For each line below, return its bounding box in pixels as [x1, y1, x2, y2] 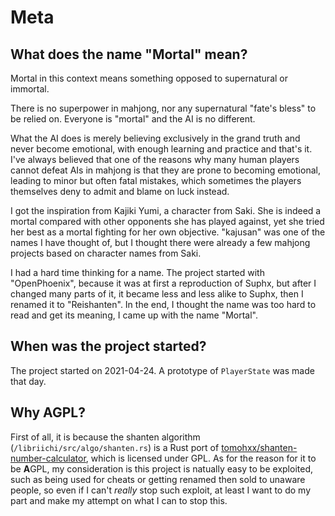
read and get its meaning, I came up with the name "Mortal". [10, 309, 258, 321]
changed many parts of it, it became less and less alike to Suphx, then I [10, 288, 304, 300]
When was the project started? [10, 338, 207, 355]
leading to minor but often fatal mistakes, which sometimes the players [10, 175, 302, 186]
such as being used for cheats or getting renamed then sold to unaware [10, 473, 306, 485]
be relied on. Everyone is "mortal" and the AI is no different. [10, 113, 256, 125]
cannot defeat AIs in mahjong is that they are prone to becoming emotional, [10, 164, 321, 176]
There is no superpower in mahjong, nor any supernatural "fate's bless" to [10, 102, 317, 114]
